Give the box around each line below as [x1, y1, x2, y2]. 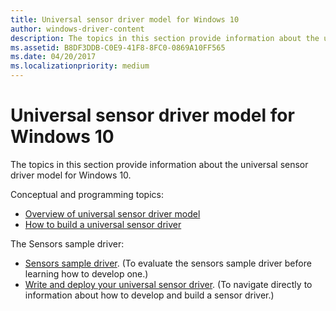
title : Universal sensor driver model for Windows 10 [10, 14, 240, 25]
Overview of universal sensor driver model [24, 207, 201, 220]
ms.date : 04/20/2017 [10, 52, 97, 62]
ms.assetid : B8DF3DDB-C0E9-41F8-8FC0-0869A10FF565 [10, 42, 226, 53]
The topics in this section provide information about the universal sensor [10, 158, 309, 170]
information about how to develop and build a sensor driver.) [24, 289, 275, 301]
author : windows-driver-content [10, 24, 145, 34]
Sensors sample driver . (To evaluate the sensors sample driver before [24, 257, 312, 269]
